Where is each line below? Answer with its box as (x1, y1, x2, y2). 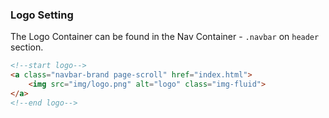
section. (10, 41, 44, 53)
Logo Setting (10, 8, 74, 22)
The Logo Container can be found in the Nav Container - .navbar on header (10, 31, 320, 43)
